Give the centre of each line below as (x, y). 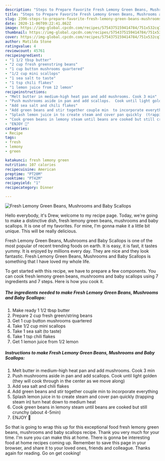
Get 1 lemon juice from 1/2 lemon (45, 342)
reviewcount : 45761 (25, 51)
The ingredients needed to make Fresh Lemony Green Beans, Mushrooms (82, 292)
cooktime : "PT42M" (24, 178)
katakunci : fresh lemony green (37, 160)
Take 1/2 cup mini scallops (39, 326)
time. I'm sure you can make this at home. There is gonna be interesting (78, 437)
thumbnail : (16, 32)
